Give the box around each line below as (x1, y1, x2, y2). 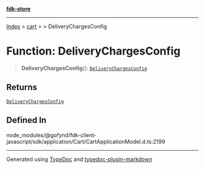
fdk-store (6, 6, 31, 12)
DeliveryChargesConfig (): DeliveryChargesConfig (21, 64, 148, 72)
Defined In (6, 115, 47, 126)
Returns (6, 82, 38, 92)
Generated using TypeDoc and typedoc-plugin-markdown (6, 156, 153, 163)
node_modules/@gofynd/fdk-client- (6, 131, 96, 138)
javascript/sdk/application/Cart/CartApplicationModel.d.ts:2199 (6, 138, 166, 145)
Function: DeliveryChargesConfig (6, 44, 181, 58)
